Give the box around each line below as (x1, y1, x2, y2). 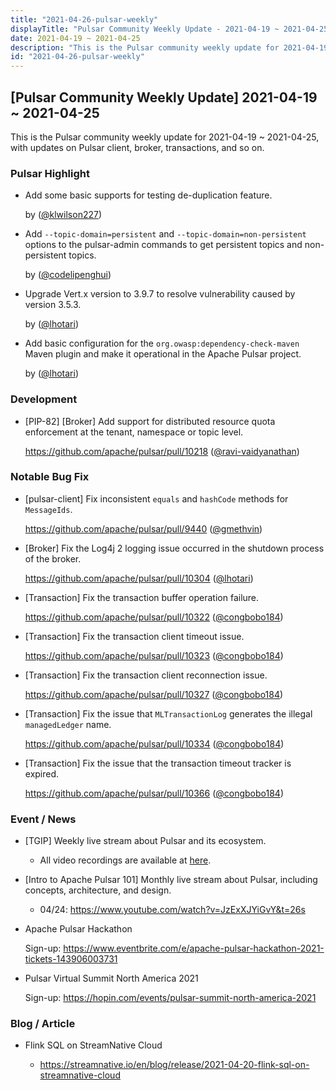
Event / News (10, 812, 77, 826)
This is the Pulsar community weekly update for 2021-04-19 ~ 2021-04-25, (10, 131, 320, 143)
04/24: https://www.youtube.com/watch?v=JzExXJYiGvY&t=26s (39, 904, 306, 916)
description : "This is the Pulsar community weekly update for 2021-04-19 (10, 42, 329, 53)
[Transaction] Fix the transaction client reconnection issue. (24, 669, 268, 681)
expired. (24, 767, 60, 780)
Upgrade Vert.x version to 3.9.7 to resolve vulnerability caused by (24, 288, 296, 300)
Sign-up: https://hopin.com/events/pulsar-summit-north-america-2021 (24, 992, 317, 1004)
